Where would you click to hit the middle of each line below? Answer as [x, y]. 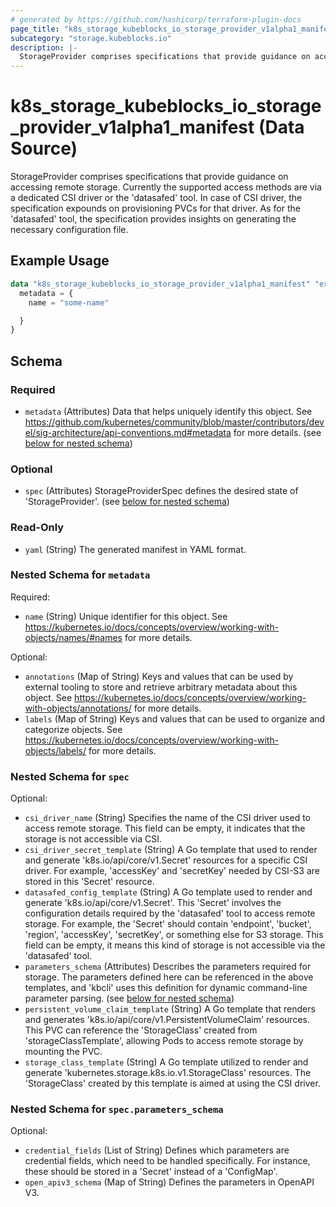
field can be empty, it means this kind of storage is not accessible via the [175, 945]
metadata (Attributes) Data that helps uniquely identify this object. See [168, 411]
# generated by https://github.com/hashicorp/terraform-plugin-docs [156, 19]
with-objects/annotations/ [78, 708]
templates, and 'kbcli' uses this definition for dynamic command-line [166, 988]
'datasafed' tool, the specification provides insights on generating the [153, 219]
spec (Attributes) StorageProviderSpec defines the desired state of [161, 491]
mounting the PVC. [63, 1052]
